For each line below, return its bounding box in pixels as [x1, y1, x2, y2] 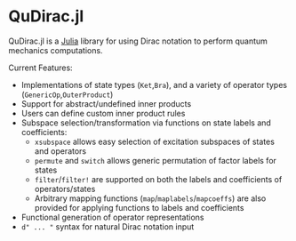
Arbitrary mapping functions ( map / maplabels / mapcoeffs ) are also [34, 193, 267, 204]
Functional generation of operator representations [20, 212, 205, 222]
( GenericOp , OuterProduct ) [20, 89, 114, 100]
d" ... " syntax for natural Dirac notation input [20, 221, 195, 232]
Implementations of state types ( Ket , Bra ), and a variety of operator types [20, 79, 288, 90]
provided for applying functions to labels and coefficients [34, 202, 244, 213]
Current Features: [8, 62, 73, 73]
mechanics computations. [8, 44, 103, 55]
